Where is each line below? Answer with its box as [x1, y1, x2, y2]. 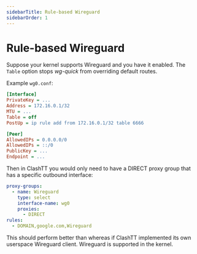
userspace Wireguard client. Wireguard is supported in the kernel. [6, 241, 174, 248]
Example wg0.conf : [6, 80, 53, 87]
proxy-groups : [6, 183, 43, 190]
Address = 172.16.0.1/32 [6, 103, 70, 109]
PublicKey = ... [6, 148, 48, 154]
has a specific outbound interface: [6, 171, 93, 179]
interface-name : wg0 [17, 200, 70, 206]
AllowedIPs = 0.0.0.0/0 [6, 136, 68, 143]
